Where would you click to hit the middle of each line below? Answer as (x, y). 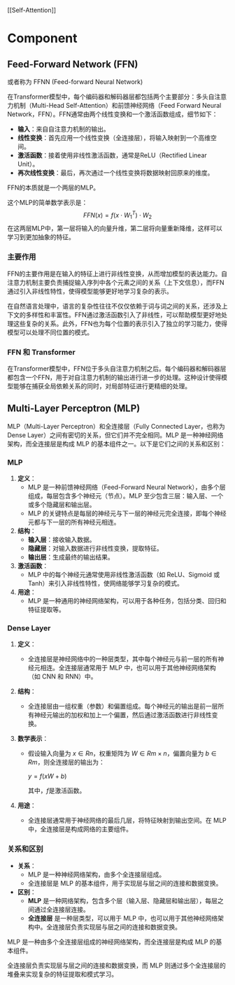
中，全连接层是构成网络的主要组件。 (80, 829)
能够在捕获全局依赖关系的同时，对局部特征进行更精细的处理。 (102, 386)
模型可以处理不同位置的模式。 (50, 332)
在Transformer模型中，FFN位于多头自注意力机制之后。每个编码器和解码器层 (117, 369)
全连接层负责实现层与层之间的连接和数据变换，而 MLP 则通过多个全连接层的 (116, 965)
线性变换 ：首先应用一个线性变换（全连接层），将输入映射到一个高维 (114, 138)
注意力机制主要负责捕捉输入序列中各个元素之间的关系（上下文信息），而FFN (116, 282)
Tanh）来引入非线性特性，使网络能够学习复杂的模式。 (106, 583)
